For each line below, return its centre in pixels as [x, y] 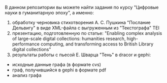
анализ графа [27, 75]
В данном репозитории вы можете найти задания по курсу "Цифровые [82, 7]
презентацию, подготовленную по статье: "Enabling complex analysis [87, 33]
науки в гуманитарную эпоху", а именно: [49, 13]
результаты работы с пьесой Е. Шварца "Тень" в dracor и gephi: [81, 55]
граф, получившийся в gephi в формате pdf [59, 70]
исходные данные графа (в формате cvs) [57, 65]
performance [26, 44]
